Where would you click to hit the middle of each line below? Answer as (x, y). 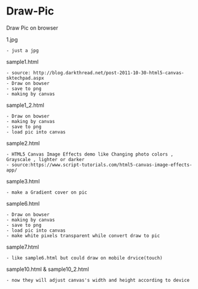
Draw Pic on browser (32, 28)
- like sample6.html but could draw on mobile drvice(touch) (85, 258)
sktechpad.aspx (25, 78)
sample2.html (23, 143)
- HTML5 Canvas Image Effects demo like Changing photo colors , (90, 154)
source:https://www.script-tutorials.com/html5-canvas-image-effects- (102, 165)
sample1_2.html (25, 105)
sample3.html (23, 181)
